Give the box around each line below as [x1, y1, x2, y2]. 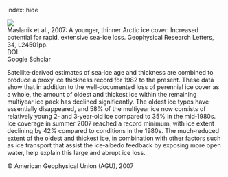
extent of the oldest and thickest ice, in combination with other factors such [7, 134, 221, 142]
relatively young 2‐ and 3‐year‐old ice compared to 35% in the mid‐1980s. [7, 113, 216, 120]
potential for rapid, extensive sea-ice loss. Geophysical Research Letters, [7, 34, 214, 41]
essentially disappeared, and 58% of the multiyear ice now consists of [7, 105, 206, 113]
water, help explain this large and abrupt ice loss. [7, 149, 146, 156]
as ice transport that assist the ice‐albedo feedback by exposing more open [7, 141, 221, 150]
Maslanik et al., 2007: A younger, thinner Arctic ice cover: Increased [7, 26, 199, 34]
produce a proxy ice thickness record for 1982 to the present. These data [7, 75, 214, 84]
